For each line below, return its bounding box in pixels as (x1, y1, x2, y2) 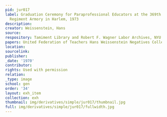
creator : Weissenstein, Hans (5, 26, 66, 31)
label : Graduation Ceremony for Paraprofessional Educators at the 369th (5, 12, 162, 17)
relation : (5, 72, 26, 77)
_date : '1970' (5, 58, 35, 63)
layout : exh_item (5, 91, 41, 96)
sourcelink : (5, 49, 30, 54)
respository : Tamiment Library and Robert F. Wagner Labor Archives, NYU (5, 35, 162, 40)
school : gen (5, 81, 30, 86)
